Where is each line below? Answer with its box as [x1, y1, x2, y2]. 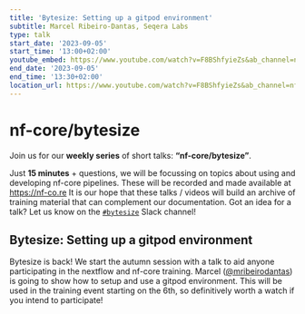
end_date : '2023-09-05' [9, 64, 100, 74]
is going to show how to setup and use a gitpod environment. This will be [9, 276, 283, 287]
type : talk [9, 30, 51, 39]
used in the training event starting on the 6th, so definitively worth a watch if [9, 285, 295, 296]
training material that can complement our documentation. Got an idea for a [9, 196, 292, 207]
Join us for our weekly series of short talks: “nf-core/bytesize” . [9, 150, 251, 161]
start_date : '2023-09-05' [9, 38, 107, 48]
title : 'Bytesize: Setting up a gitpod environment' [9, 13, 213, 23]
